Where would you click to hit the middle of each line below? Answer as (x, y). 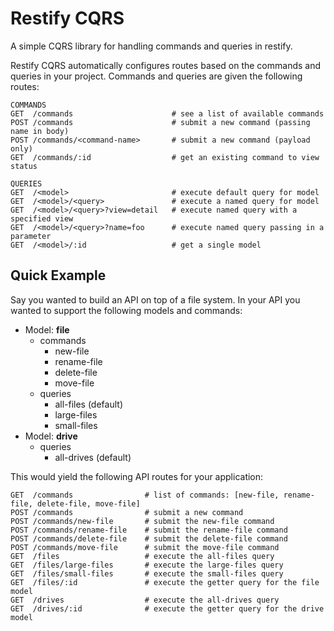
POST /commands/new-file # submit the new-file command (142, 521)
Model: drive (51, 436)
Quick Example (58, 275)
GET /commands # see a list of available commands (167, 113)
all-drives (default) (93, 457)
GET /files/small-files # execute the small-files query (147, 573)
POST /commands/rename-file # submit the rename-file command (149, 530)
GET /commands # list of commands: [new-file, (145, 495)
